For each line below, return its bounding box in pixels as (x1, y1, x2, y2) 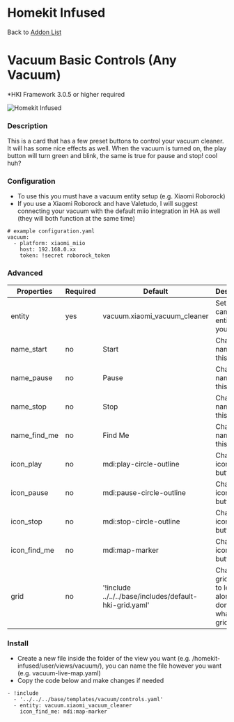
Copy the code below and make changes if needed (17, 677, 164, 685)
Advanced (7, 268, 43, 278)
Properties (16, 286, 53, 296)
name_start (10, 344, 47, 354)
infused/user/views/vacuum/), (17, 661, 104, 670)
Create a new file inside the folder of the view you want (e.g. (17, 654, 191, 663)
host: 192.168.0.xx (19, 246, 77, 253)
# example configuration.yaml (7, 228, 95, 235)
